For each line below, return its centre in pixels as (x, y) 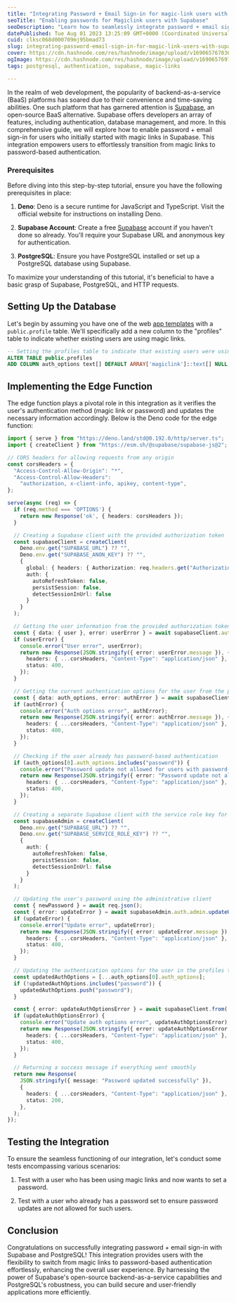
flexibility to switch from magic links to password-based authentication (110, 1262)
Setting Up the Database (62, 307)
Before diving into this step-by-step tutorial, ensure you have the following (115, 185)
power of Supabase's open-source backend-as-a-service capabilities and (115, 1277)
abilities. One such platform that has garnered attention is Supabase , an (111, 107)
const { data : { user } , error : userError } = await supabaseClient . (117, 633)
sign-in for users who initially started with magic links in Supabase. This (111, 137)
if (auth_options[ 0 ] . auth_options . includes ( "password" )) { (102, 763)
